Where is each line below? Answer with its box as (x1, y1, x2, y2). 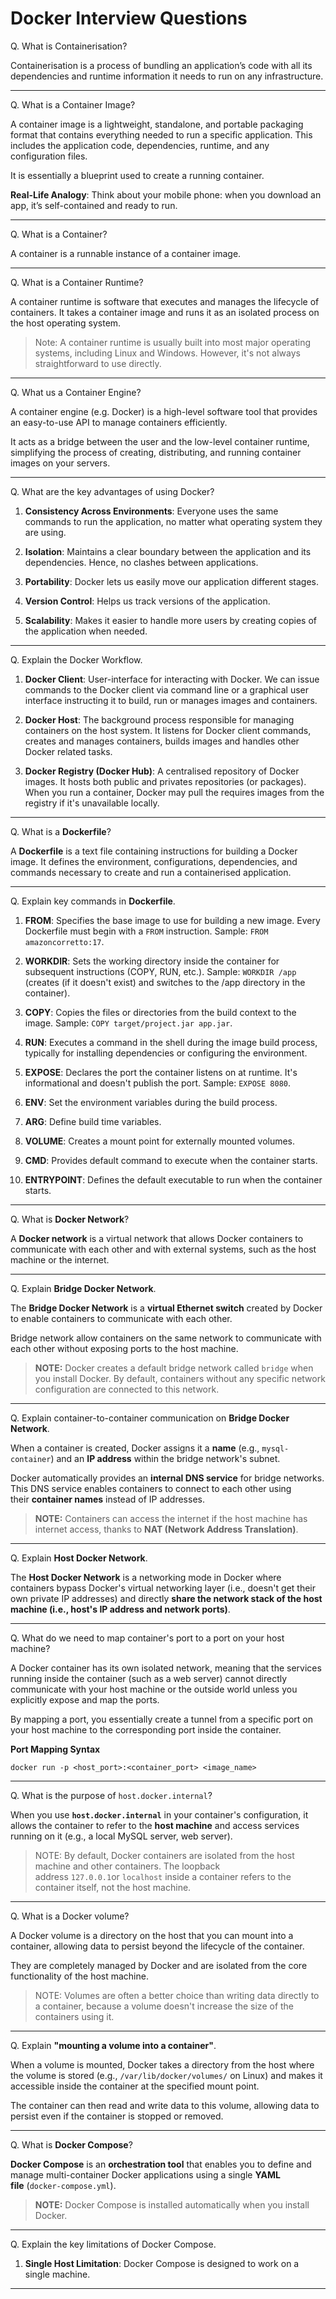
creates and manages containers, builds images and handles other (24, 735, 300, 747)
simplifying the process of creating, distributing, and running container (10, 446, 302, 458)
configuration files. (10, 150, 88, 162)
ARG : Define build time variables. (24, 1115, 162, 1127)
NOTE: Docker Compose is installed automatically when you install (34, 2198, 310, 2211)
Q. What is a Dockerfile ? (10, 825, 112, 837)
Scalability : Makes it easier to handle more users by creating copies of (24, 614, 317, 626)
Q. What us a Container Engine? (10, 386, 142, 398)
